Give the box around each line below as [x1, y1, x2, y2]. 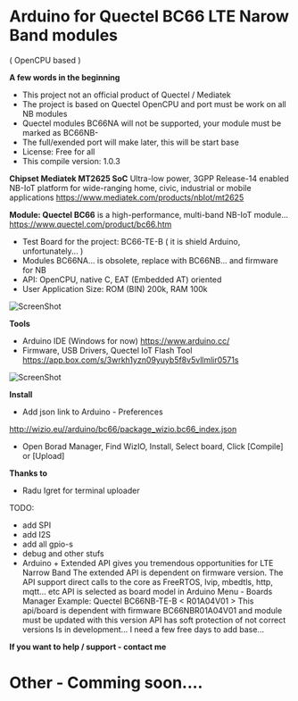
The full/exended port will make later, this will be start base [21, 137, 239, 147]
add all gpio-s [21, 538, 74, 549]
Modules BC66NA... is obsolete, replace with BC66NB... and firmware [21, 255, 278, 265]
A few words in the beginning [9, 71, 120, 82]
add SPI [21, 520, 52, 530]
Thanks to [9, 467, 47, 479]
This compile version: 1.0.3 [21, 155, 120, 166]
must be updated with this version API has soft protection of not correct [21, 614, 286, 625]
